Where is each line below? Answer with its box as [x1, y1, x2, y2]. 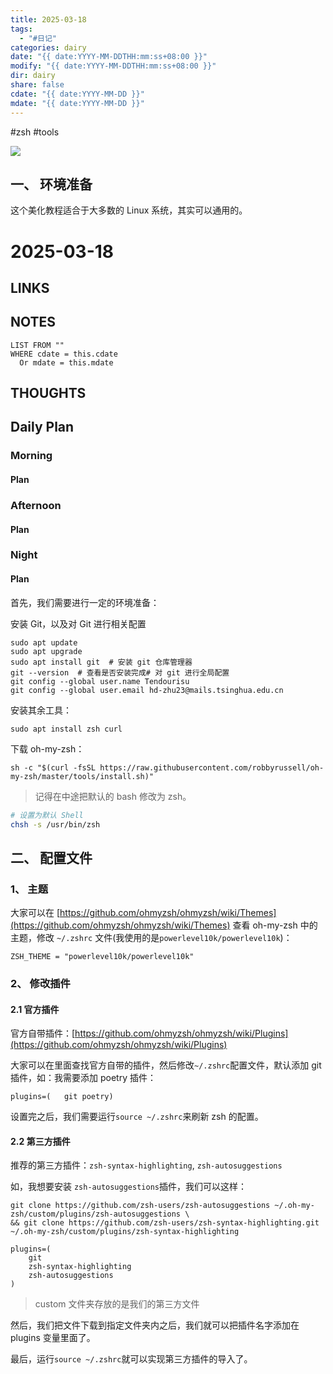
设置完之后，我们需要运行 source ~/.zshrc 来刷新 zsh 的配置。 [10, 1111, 264, 1123]
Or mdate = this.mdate [19, 357, 114, 368]
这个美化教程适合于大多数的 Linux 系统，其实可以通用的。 [10, 204, 248, 216]
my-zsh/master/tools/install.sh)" [10, 771, 155, 781]
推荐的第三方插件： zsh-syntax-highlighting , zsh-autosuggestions [10, 1159, 283, 1171]
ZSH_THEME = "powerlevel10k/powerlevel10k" [10, 952, 195, 962]
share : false [10, 80, 65, 90]
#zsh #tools [10, 126, 60, 138]
